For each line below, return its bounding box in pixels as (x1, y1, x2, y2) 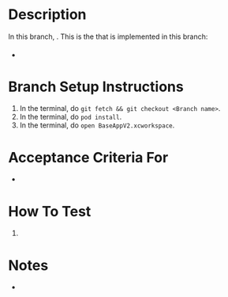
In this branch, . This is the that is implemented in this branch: (8, 32, 208, 41)
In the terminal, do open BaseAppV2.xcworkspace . (19, 120, 175, 130)
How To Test (8, 202, 92, 220)
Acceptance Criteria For (8, 148, 169, 166)
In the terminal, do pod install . (19, 112, 122, 122)
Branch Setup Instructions (8, 78, 184, 96)
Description (8, 6, 87, 24)
